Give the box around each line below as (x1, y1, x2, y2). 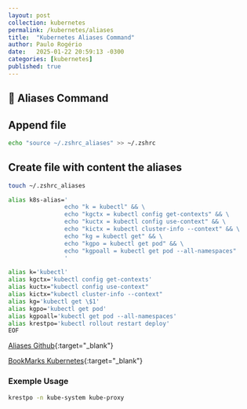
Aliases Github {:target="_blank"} (8, 341, 114, 350)
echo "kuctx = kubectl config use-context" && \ (64, 217, 226, 226)
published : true (8, 63, 61, 71)
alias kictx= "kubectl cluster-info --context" (8, 290, 163, 298)
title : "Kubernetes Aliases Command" (8, 33, 135, 42)
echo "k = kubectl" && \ (64, 203, 146, 211)
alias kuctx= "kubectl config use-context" (8, 283, 149, 291)
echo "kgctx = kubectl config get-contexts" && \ (64, 210, 230, 218)
